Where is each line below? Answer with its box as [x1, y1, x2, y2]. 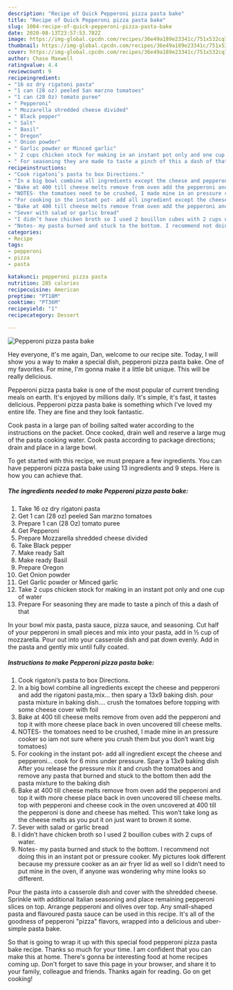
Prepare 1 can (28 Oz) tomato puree [17, 519, 120, 527]
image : [8, 36, 27, 43]
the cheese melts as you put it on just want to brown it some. [17, 815, 192, 823]
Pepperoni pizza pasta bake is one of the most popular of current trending [8, 385, 219, 394]
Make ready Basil [17, 556, 68, 564]
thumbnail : [8, 42, 39, 49]
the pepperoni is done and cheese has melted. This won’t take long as [17, 808, 218, 816]
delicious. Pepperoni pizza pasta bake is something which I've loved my [8, 400, 213, 409]
